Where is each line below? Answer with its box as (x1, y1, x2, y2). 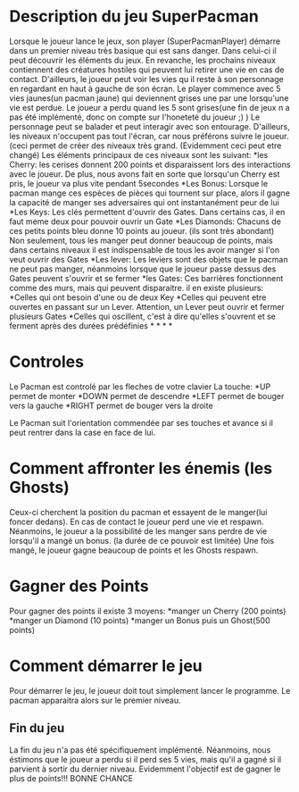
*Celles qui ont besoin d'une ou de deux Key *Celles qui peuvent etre (9, 292, 267, 303)
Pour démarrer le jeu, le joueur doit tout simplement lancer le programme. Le (9, 685, 291, 696)
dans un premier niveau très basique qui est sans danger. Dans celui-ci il (9, 45, 277, 55)
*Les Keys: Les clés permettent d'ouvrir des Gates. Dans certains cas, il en (9, 206, 286, 217)
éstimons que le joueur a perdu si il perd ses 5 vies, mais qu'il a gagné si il (9, 754, 282, 764)
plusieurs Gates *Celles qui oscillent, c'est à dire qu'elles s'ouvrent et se (9, 311, 277, 321)
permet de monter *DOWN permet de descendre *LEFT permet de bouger (9, 390, 285, 401)
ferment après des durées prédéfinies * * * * (9, 320, 173, 331)
